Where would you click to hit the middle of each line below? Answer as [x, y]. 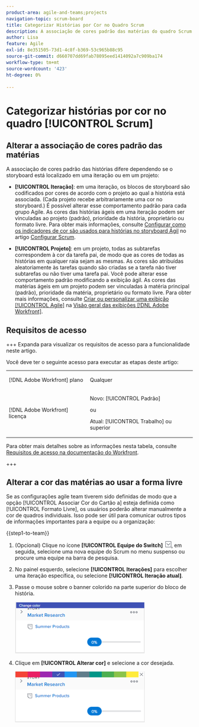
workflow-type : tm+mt [33, 62]
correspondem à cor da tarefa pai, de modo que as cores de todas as [99, 255]
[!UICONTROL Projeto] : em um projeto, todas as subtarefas [87, 249]
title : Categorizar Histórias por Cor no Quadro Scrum [75, 25]
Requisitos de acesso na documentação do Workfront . [73, 452]
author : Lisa [22, 38]
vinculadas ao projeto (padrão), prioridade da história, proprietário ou [99, 218]
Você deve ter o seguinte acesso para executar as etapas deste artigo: [92, 362]
